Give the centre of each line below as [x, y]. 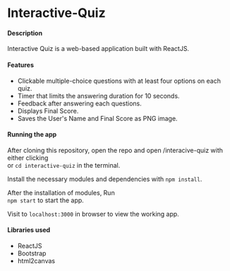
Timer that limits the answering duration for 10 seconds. [98, 96]
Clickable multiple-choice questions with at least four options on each [119, 81]
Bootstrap [32, 253]
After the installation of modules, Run [61, 192]
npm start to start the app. [46, 200]
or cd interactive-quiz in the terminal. [64, 165]
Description [25, 33]
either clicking [28, 158]
